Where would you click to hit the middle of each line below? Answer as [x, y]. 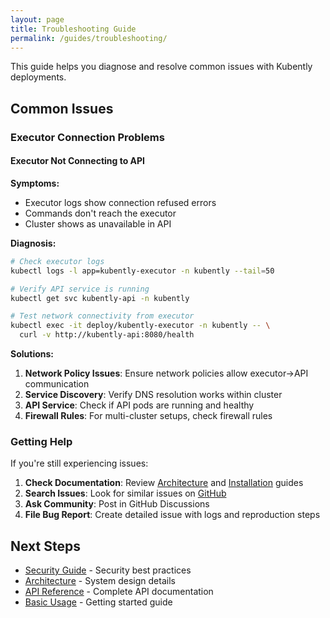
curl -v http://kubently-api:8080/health [107, 335]
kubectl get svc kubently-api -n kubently [100, 298]
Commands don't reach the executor [100, 213]
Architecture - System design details [100, 581]
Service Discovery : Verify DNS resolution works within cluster [153, 395]
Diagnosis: [33, 243]
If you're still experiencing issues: [79, 463]
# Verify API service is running [80, 289]
